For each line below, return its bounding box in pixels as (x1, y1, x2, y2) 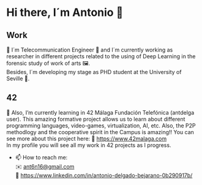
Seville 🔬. (6, 75, 30, 82)
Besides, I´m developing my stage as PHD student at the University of (6, 69, 182, 75)
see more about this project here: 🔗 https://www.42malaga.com (6, 135, 167, 142)
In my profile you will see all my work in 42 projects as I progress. (6, 141, 171, 149)
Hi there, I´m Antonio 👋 (6, 6, 124, 20)
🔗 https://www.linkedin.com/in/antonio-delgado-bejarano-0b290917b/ (15, 172, 193, 179)
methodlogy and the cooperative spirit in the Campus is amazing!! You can (6, 128, 195, 135)
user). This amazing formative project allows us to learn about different (6, 115, 185, 123)
